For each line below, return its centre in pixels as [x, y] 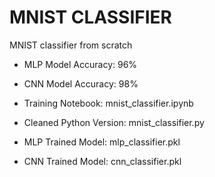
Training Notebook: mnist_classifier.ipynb [108, 103]
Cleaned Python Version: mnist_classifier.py [114, 122]
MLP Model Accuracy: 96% [80, 64]
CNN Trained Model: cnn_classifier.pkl [102, 161]
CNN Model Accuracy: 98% [81, 83]
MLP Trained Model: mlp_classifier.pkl [102, 142]
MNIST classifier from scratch [71, 45]
